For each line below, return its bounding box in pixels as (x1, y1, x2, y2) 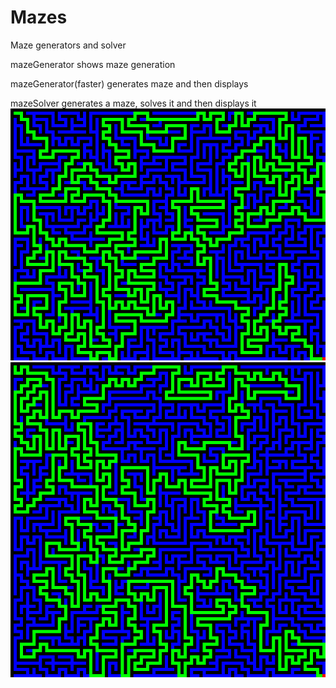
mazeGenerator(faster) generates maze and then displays (10, 77, 249, 90)
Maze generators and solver (10, 39, 127, 51)
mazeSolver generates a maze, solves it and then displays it (10, 97, 257, 109)
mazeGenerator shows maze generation (10, 58, 176, 70)
